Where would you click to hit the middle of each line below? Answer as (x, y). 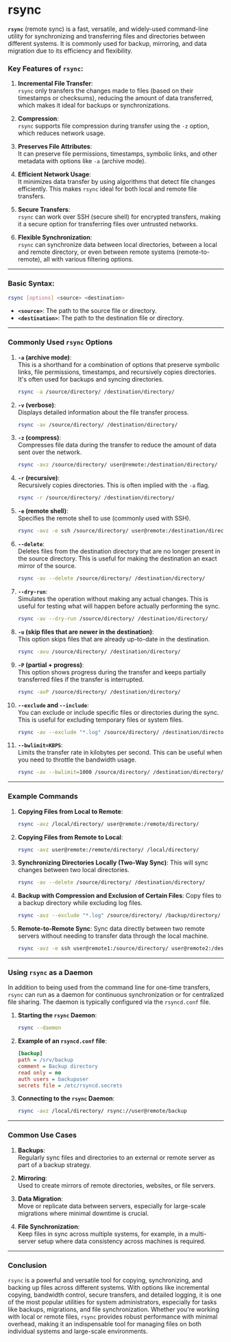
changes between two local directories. (73, 870)
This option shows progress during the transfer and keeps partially (112, 672)
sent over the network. (50, 452)
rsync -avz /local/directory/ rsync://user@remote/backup (102, 1111)
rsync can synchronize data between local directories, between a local (118, 245)
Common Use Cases (42, 1135)
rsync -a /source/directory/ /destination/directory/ (96, 392)
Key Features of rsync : (46, 69)
